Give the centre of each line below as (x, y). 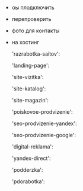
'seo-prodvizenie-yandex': (44, 123)
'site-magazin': (30, 100)
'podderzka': (27, 170)
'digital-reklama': (32, 147)
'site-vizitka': (28, 77)
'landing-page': (31, 65)
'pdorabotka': (28, 181)
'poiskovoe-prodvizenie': (42, 112)
